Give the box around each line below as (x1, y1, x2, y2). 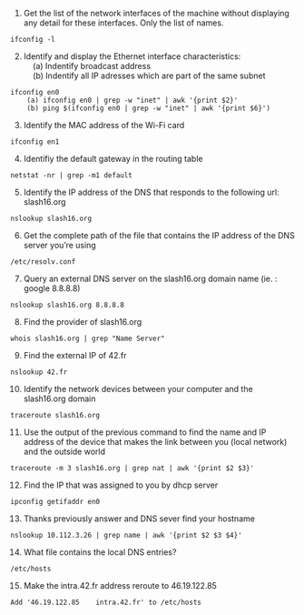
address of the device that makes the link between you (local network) (23, 437, 288, 447)
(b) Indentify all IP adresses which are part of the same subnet (32, 70, 266, 81)
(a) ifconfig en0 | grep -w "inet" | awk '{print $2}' (26, 96, 239, 105)
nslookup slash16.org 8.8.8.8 (10, 300, 125, 309)
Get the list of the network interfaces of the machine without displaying (23, 8, 289, 18)
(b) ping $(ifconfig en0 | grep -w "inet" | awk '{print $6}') (26, 104, 271, 113)
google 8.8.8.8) (23, 283, 81, 294)
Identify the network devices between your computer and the (23, 384, 253, 394)
